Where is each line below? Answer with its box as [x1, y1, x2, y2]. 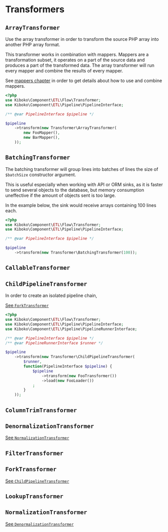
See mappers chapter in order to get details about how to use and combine [5, 78, 162, 84]
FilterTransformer [5, 449, 63, 457]
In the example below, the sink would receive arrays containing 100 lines [5, 202, 156, 208]
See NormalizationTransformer [5, 435, 70, 441]
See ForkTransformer [5, 302, 49, 309]
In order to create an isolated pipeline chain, [5, 292, 97, 299]
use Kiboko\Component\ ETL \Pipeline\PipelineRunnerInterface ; [5, 326, 138, 332]
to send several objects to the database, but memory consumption [5, 187, 145, 193]
